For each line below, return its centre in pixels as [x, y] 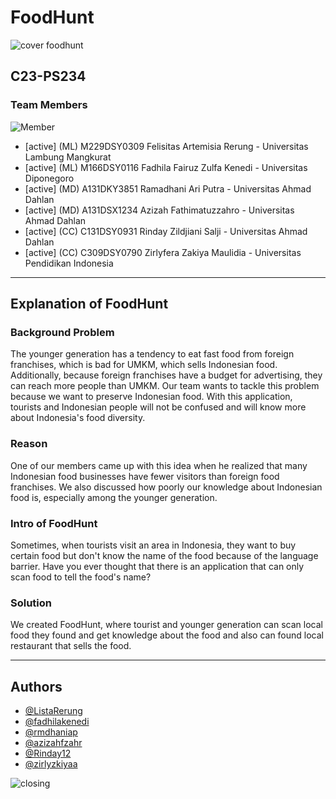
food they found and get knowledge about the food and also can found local [167, 635]
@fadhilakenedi [57, 722]
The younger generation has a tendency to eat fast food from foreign [152, 354]
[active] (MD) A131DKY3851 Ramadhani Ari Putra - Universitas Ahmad [168, 188]
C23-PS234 [48, 76]
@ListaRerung [53, 711]
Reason [29, 444]
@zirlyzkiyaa [51, 764]
